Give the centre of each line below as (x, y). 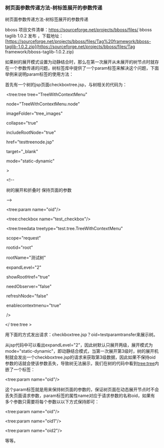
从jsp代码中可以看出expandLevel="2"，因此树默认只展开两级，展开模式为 (79, 345)
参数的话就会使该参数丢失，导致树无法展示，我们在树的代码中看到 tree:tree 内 (82, 364)
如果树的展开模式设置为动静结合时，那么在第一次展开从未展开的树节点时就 (80, 62)
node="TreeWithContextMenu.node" (43, 104)
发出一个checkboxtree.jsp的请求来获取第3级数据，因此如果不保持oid (87, 357)
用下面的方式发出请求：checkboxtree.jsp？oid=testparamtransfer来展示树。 (81, 335)
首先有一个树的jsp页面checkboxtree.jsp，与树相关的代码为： (66, 85)
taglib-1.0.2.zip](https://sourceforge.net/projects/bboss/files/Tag (70, 47)
